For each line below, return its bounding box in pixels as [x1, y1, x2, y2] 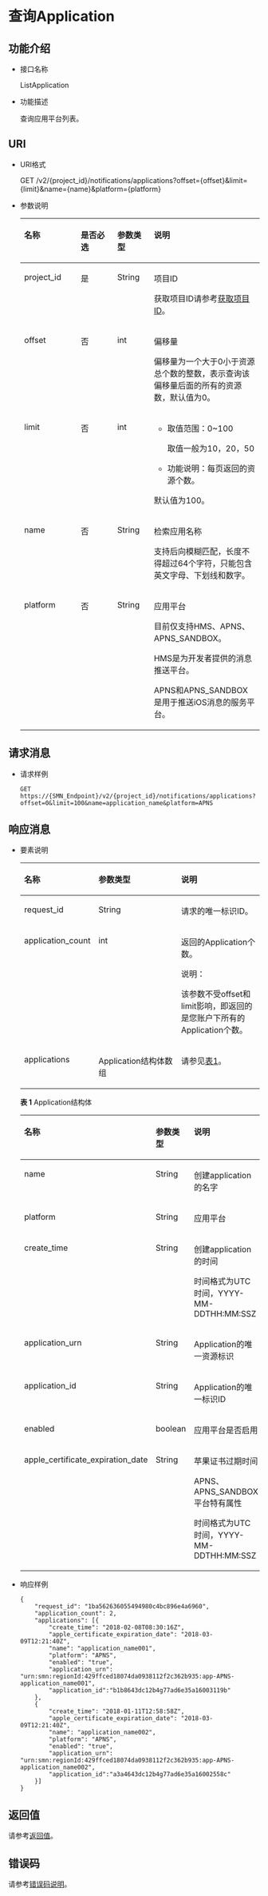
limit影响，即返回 [180, 1001, 245, 1012]
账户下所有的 [196, 1013, 246, 1024]
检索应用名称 [153, 525, 202, 536]
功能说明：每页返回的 [167, 463, 248, 474]
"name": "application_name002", [49, 1728, 156, 1737]
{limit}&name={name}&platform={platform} [19, 184, 162, 193]
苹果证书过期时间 [194, 1456, 258, 1467]
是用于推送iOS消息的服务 [153, 696, 247, 707]
